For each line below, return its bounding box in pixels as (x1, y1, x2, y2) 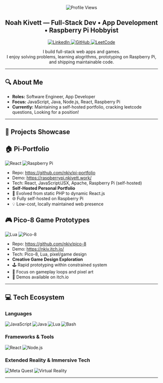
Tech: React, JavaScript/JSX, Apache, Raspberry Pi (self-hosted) (12, 180, 142, 186)
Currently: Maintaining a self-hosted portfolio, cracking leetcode (12, 104, 142, 109)
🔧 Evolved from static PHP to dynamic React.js (12, 190, 105, 196)
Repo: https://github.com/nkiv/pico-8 (12, 241, 86, 247)
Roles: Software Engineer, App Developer (12, 93, 96, 99)
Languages (5, 310, 33, 317)
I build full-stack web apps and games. (43, 49, 120, 55)
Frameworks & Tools (5, 333, 54, 340)
